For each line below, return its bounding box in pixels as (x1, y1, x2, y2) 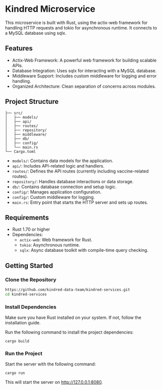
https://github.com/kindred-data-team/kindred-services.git (5, 288, 131, 292)
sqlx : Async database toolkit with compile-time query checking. (19, 247, 148, 253)
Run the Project (5, 350, 43, 357)
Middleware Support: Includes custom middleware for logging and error (12, 73, 157, 79)
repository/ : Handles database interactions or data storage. (12, 178, 134, 184)
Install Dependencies (5, 303, 57, 310)
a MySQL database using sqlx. (5, 30, 67, 36)
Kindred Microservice (5, 3, 95, 15)
